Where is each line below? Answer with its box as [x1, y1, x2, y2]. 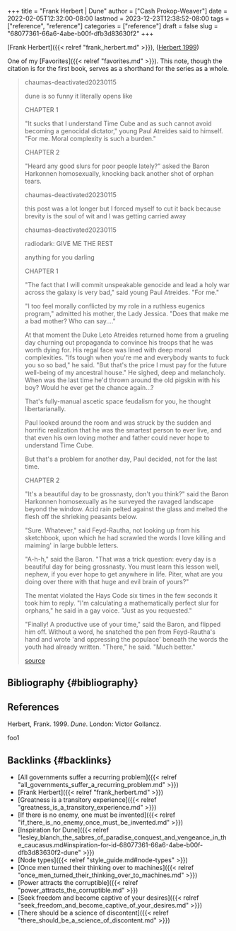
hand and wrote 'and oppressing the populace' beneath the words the [24, 635, 228, 643]
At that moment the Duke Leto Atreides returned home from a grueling [24, 330, 230, 339]
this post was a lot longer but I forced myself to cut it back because [24, 204, 221, 213]
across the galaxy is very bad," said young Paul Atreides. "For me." [24, 288, 220, 296]
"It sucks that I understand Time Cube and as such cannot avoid [24, 119, 212, 128]
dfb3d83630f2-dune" [17, 848, 81, 857]
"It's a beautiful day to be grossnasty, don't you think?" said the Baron [24, 490, 229, 498]
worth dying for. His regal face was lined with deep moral [24, 346, 191, 354]
